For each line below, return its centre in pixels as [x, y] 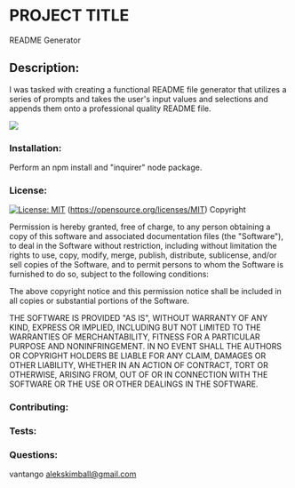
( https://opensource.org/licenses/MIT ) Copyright [156, 210]
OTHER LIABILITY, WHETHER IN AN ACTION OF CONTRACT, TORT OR [139, 365]
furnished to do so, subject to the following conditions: [109, 274]
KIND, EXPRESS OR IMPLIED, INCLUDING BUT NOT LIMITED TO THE [135, 328]
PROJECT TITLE [69, 16]
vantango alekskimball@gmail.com [73, 474]
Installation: [36, 148]
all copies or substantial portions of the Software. [99, 301]
